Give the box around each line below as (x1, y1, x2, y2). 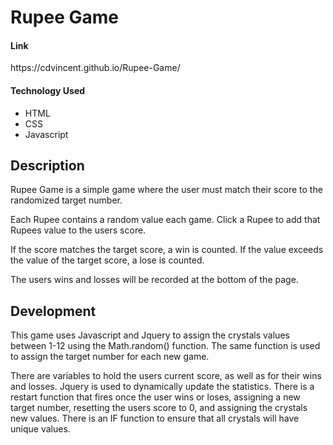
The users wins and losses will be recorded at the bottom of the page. (10, 274, 299, 286)
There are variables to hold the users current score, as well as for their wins (10, 370, 322, 382)
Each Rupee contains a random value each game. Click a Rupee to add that (10, 214, 321, 226)
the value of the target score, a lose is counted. (10, 254, 205, 266)
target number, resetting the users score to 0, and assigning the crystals (10, 402, 308, 414)
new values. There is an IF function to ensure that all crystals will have (10, 412, 300, 425)
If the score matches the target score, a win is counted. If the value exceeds (10, 244, 324, 256)
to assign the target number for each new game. (10, 351, 210, 363)
